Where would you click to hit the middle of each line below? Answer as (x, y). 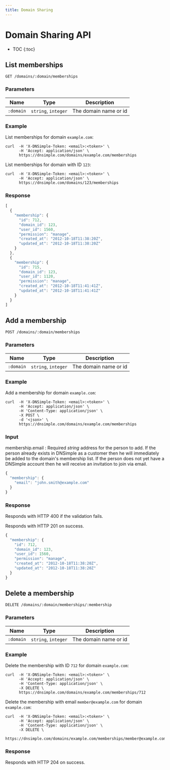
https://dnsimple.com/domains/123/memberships (69, 183)
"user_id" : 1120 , (37, 276)
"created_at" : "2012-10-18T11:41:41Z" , (60, 286)
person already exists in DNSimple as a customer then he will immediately (82, 453)
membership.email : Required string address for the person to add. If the (80, 448)
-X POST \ (29, 415)
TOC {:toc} (24, 49)
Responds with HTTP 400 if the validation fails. (54, 516)
